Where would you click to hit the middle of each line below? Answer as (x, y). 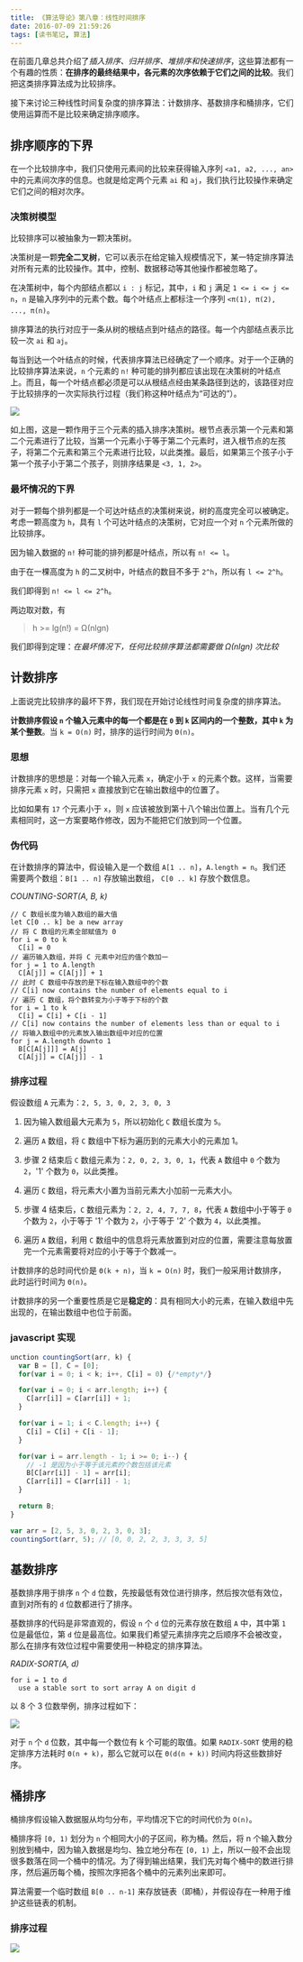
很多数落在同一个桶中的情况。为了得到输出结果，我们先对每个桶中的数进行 (148, 1861)
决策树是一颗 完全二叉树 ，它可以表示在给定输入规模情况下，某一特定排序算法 (152, 257)
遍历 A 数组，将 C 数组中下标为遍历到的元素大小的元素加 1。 (133, 1141)
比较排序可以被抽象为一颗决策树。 (73, 238)
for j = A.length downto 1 (61, 1041)
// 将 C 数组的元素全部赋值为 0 (63, 932)
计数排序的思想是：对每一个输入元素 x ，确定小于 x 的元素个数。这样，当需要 (151, 778)
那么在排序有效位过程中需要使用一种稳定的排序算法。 (109, 1646)
